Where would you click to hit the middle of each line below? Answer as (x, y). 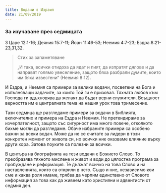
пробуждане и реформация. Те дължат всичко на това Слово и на (75, 164)
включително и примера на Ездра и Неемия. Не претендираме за (75, 118)
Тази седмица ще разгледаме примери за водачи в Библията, (71, 113)
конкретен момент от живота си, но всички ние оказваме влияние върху (83, 139)
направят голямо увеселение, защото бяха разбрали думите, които (89, 72)
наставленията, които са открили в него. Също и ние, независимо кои (80, 170)
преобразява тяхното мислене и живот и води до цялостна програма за (82, 159)
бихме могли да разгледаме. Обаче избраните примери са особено (78, 128)
